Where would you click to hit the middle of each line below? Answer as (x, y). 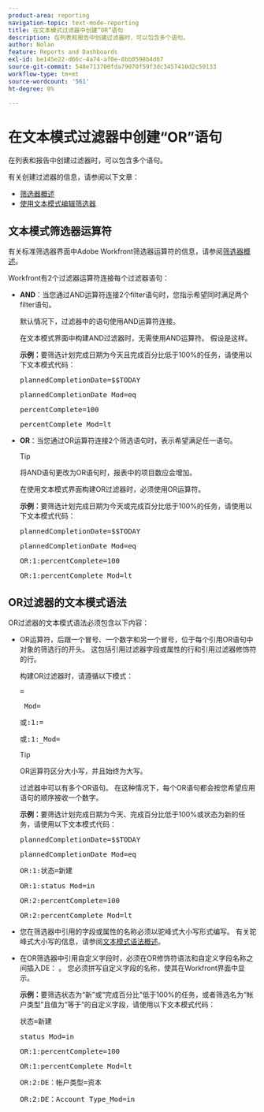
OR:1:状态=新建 (46, 870)
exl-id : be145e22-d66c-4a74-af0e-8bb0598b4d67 (86, 60)
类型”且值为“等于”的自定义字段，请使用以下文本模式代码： (121, 1004)
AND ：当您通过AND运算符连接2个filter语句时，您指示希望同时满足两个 (134, 295)
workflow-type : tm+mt (44, 74)
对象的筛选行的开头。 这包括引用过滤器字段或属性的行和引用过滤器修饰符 (138, 649)
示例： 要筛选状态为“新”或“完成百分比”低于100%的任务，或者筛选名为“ (133, 995)
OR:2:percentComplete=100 (70, 900)
